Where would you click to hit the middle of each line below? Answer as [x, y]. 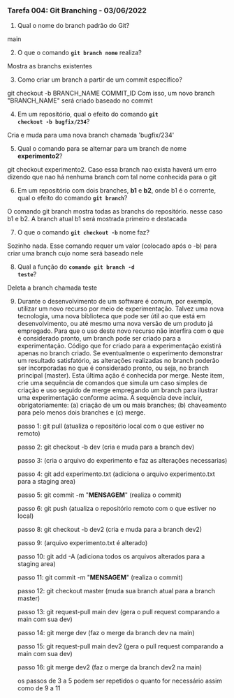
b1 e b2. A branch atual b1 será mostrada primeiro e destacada [97, 219]
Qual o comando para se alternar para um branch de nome [102, 149]
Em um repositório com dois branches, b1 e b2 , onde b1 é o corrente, [117, 191]
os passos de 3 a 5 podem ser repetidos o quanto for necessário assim [119, 681]
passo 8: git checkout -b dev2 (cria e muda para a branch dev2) [110, 530]
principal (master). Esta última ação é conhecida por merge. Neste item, [121, 376]
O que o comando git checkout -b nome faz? [83, 232]
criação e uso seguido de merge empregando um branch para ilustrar [117, 390]
